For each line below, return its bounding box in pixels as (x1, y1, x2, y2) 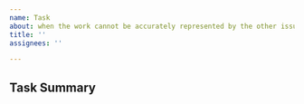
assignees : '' (9, 38, 63, 48)
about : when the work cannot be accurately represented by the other (9, 22, 278, 31)
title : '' (9, 30, 47, 39)
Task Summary (9, 80, 97, 95)
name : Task (9, 13, 51, 23)
